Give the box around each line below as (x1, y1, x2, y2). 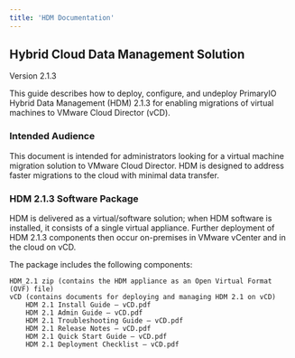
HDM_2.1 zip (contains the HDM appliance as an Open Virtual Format (9, 277, 272, 286)
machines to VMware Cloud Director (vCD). (9, 108, 171, 118)
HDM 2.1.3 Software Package (9, 192, 139, 204)
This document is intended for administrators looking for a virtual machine (9, 150, 284, 161)
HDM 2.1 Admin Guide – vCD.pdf (25, 308, 143, 317)
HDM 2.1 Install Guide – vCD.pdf (25, 300, 152, 310)
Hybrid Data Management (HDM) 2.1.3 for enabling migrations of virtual (9, 98, 274, 108)
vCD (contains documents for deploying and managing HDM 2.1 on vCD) (9, 293, 277, 302)
